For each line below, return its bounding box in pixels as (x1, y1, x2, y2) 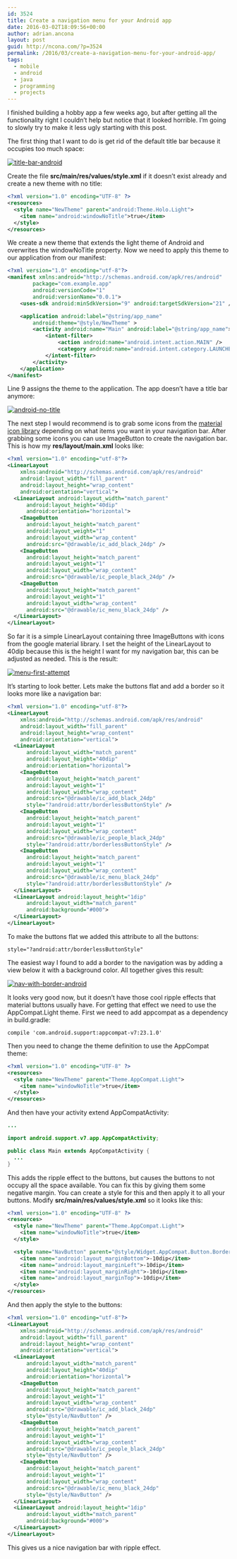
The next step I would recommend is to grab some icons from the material (7, 419, 222, 427)
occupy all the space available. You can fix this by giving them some (7, 1181, 206, 1189)
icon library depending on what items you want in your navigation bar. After (7, 427, 226, 435)
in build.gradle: (7, 1015, 51, 1024)
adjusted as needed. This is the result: (7, 655, 119, 663)
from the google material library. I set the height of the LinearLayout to (7, 640, 212, 648)
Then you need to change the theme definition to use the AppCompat (7, 1041, 209, 1050)
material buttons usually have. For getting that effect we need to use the (7, 1000, 217, 1009)
